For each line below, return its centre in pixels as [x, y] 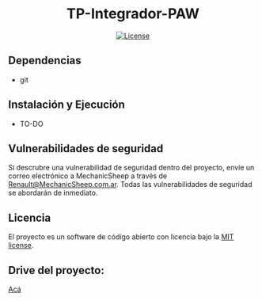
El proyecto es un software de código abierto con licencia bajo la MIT [121, 237]
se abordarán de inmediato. [53, 193]
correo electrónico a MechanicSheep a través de [88, 176]
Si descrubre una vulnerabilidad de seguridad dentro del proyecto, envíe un [131, 168]
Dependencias [45, 61]
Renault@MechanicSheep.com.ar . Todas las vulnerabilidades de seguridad [130, 185]
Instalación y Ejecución [66, 105]
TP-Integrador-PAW [133, 14]
